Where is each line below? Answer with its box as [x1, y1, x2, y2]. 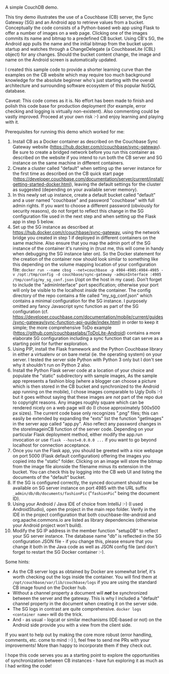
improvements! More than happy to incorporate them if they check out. [5, 642, 152, 648]
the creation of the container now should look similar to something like [12, 256, 158, 262]
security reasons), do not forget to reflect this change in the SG [12, 208, 144, 214]
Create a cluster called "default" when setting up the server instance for [12, 165, 162, 171]
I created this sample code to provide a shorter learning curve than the [5, 66, 152, 72]
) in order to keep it [119, 319, 159, 325]
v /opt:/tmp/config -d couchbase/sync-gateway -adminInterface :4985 [12, 272, 162, 277]
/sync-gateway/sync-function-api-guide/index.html [12, 319, 120, 325]
